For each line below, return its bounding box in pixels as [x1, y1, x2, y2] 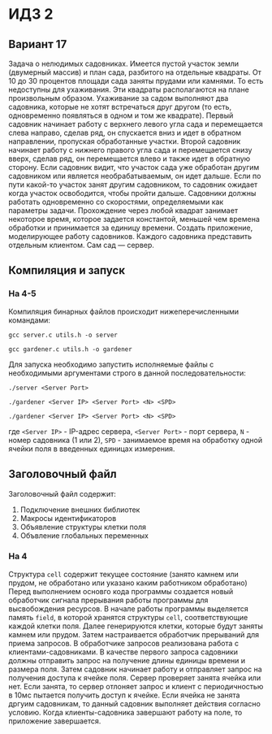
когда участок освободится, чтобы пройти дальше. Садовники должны [8, 189, 257, 198]
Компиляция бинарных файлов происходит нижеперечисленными [8, 306, 240, 316]
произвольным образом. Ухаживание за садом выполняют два [8, 93, 229, 102]
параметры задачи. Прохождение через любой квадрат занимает [8, 206, 238, 215]
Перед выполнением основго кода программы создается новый [8, 586, 234, 596]
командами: [8, 315, 51, 325]
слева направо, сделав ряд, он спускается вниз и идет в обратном [8, 128, 242, 137]
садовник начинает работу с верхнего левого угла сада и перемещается [8, 119, 264, 128]
